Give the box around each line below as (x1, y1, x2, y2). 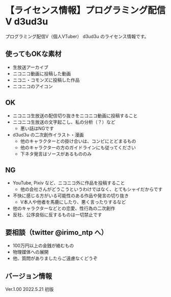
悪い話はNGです (20, 125, 54, 131)
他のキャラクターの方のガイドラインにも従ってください (20, 144, 136, 150)
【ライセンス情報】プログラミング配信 (5, 5, 166, 16)
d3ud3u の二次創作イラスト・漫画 (12, 131, 84, 138)
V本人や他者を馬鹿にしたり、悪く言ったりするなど (20, 199, 126, 205)
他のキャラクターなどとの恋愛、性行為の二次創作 (12, 205, 116, 211)
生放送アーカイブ (12, 64, 48, 70)
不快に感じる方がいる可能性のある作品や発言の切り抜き (12, 193, 129, 199)
